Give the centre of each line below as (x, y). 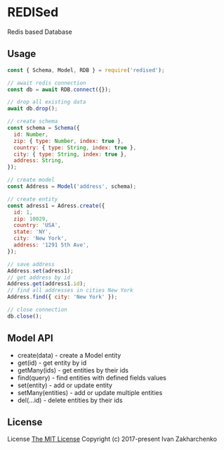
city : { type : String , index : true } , (71, 154)
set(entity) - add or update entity (65, 385)
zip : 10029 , (31, 219)
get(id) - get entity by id (52, 363)
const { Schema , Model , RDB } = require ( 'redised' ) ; (86, 70)
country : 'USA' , (37, 225)
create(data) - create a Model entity (69, 355)
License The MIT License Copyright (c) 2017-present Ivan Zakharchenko (112, 439)
